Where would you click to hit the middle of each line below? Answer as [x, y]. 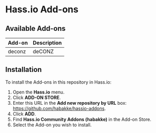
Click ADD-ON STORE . [37, 97]
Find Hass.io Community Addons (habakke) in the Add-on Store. [82, 119]
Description [47, 43]
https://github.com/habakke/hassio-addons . [59, 108]
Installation [24, 70]
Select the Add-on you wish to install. [52, 125]
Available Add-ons [36, 28]
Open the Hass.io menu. [39, 92]
